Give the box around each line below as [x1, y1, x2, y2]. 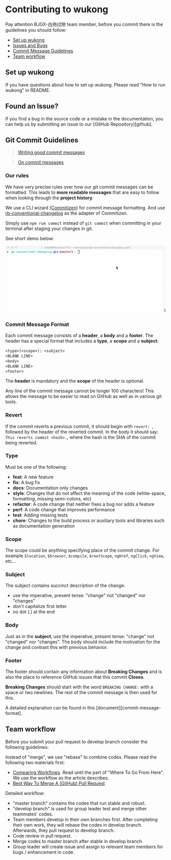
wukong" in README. [5, 87, 51, 93]
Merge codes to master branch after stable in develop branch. [12, 838, 143, 844]
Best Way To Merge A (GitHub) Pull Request [12, 780, 105, 786]
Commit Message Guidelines [12, 48, 74, 54]
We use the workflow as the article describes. [12, 774, 109, 781]
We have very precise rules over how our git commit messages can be [5, 183, 154, 190]
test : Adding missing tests [12, 512, 68, 518]
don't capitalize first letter [12, 603, 67, 610]
